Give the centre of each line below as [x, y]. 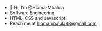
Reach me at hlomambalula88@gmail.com [53, 23]
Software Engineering [32, 13]
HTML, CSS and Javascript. [38, 18]
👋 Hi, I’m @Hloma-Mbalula [37, 8]
